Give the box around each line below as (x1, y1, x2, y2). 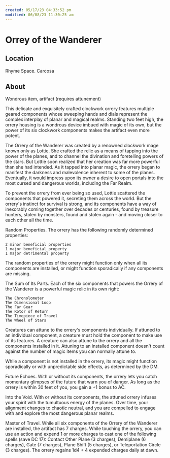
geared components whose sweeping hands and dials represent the (5, 111, 148, 117)
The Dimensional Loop (5, 300, 51, 305)
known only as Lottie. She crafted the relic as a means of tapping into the (5, 148, 158, 154)
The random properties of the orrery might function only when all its (5, 260, 148, 266)
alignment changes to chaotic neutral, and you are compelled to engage (5, 405, 156, 411)
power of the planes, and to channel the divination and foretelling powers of (5, 153, 164, 159)
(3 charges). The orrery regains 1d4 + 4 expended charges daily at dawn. (5, 447, 159, 453)
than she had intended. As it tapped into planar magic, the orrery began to (5, 164, 160, 170)
